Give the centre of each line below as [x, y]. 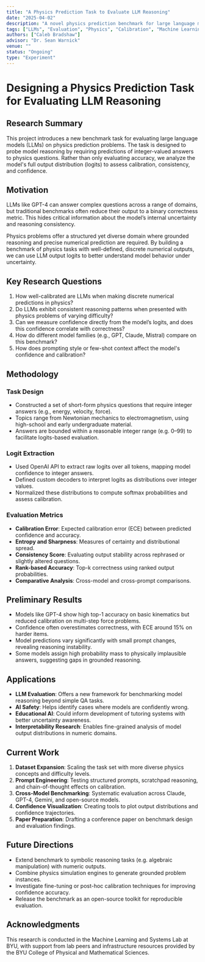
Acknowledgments [43, 925]
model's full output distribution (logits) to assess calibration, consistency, [98, 164]
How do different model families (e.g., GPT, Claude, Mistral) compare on [106, 335]
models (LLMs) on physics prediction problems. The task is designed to [96, 145]
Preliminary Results [44, 600]
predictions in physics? [44, 303]
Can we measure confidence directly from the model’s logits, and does [104, 322]
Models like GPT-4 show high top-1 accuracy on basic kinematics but [102, 615]
